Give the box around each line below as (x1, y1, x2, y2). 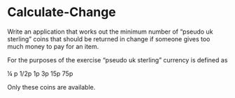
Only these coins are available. (7, 83, 96, 91)
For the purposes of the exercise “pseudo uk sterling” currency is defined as (7, 55, 228, 64)
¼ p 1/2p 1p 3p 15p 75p (7, 69, 73, 78)
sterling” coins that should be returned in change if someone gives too (7, 34, 211, 43)
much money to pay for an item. (7, 42, 99, 50)
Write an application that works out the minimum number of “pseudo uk (7, 27, 213, 36)
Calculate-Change (7, 4, 117, 20)
